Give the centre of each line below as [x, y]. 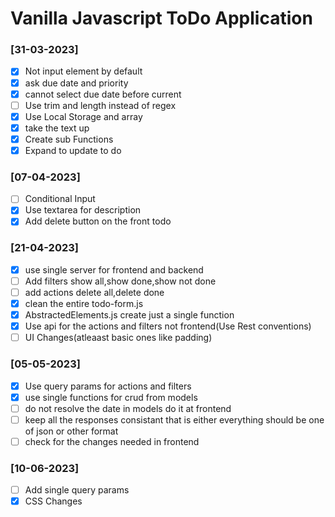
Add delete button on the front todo [98, 221]
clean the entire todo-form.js [84, 303]
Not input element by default [83, 71]
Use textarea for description [83, 210]
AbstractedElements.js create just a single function [129, 315]
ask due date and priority [76, 83]
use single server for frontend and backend [114, 269]
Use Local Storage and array [83, 116]
